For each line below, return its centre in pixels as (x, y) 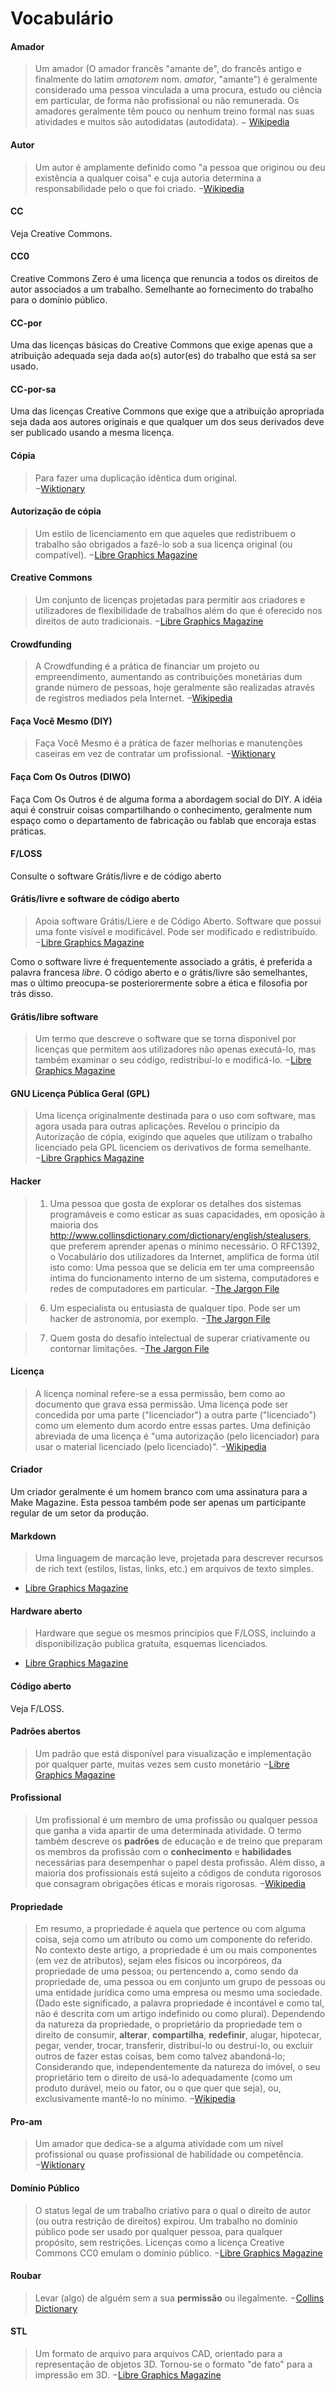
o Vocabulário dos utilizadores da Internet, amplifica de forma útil (184, 1256)
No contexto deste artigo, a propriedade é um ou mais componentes (176, 1950)
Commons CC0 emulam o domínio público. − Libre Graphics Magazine (178, 2253)
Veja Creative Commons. (61, 233)
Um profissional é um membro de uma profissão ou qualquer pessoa (176, 1820)
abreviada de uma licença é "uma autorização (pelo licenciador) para (177, 1436)
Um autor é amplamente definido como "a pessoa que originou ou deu (180, 167)
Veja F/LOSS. (37, 1708)
